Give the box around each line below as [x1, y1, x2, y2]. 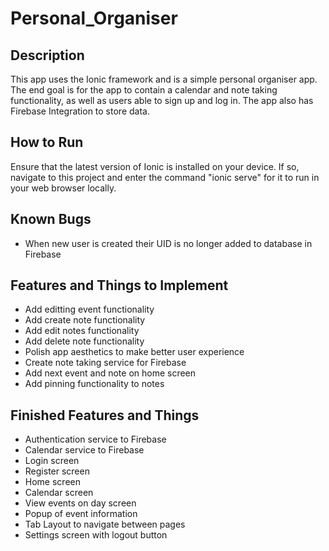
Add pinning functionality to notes [24, 378, 165, 390]
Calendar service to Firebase [24, 444, 145, 456]
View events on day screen [24, 497, 137, 509]
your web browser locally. [10, 182, 117, 194]
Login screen [24, 455, 80, 467]
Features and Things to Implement [10, 277, 229, 294]
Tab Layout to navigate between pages [24, 518, 186, 531]
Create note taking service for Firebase [24, 357, 187, 369]
